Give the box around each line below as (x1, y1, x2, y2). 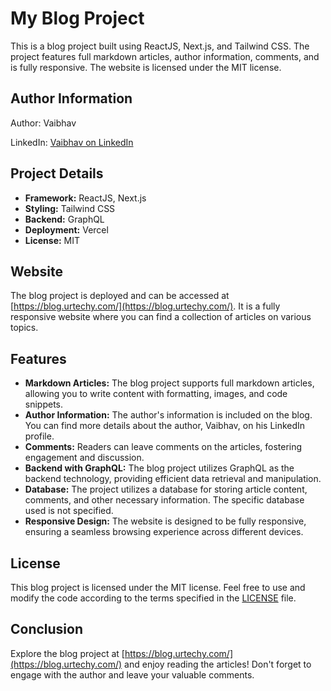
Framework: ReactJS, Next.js (24, 192, 147, 204)
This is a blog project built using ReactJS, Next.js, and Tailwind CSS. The (10, 40, 310, 52)
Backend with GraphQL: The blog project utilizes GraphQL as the (24, 462, 295, 474)
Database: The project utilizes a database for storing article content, (24, 483, 308, 496)
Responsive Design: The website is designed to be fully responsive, (24, 515, 307, 527)
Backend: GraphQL (24, 213, 105, 225)
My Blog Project (10, 7, 145, 30)
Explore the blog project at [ (10, 647, 125, 659)
